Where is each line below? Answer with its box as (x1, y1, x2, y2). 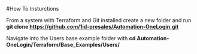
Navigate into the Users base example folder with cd (6, 35, 136, 41)
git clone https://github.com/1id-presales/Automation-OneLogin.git (6, 23, 179, 30)
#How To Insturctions (6, 5, 59, 12)
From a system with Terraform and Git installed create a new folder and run (6, 17, 192, 23)
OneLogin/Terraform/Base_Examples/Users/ (6, 41, 120, 48)
